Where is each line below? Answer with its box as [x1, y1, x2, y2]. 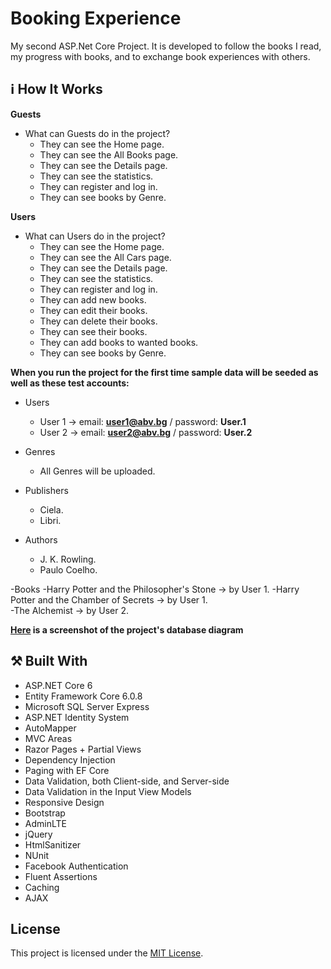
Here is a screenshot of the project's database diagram [10, 623, 244, 636]
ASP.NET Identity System [24, 711, 130, 723]
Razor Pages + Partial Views [24, 743, 142, 755]
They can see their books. [39, 325, 148, 337]
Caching [24, 881, 60, 893]
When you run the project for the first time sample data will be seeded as [10, 366, 319, 378]
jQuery [24, 828, 53, 840]
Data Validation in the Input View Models [24, 785, 192, 797]
